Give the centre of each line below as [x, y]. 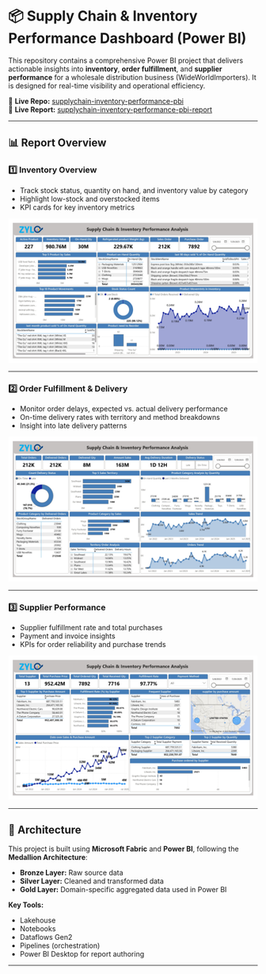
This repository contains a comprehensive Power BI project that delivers [126, 60]
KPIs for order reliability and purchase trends [93, 644]
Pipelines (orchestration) [60, 945]
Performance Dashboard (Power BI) [127, 38]
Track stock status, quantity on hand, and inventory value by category [134, 190]
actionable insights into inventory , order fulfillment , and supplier [116, 68]
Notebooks [38, 929]
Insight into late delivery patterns [73, 425]
